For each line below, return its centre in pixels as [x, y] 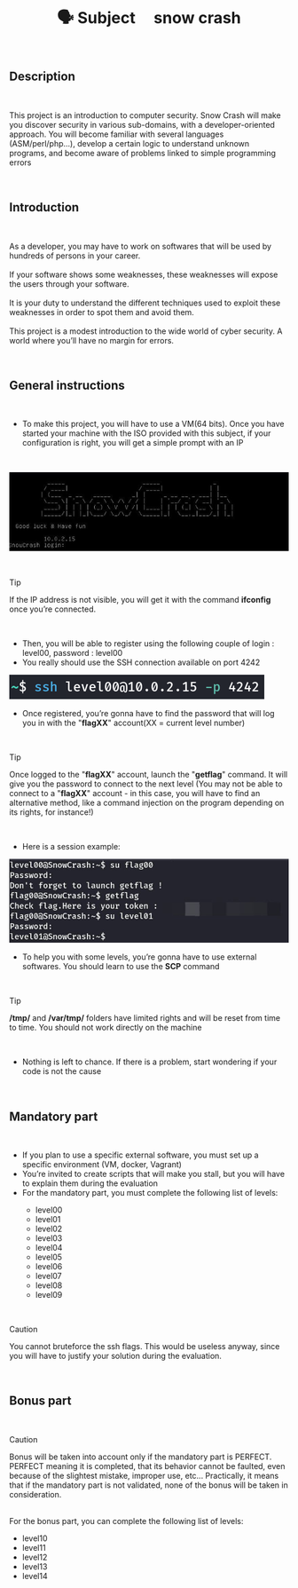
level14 [35, 1576]
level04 [49, 1247]
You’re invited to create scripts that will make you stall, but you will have [153, 1173]
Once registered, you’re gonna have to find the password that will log [148, 713]
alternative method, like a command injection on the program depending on [147, 802]
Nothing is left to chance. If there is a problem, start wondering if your [149, 1062]
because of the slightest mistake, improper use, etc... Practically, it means [144, 1475]
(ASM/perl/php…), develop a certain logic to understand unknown [129, 143]
